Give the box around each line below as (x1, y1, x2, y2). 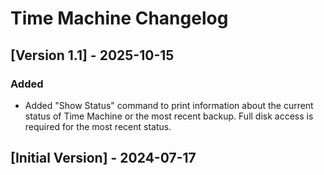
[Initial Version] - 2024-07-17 (10, 150, 197, 167)
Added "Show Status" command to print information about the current (24, 99, 314, 111)
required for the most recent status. (24, 120, 172, 132)
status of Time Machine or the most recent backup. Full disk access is (24, 110, 314, 122)
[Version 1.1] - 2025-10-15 (10, 47, 175, 64)
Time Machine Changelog (10, 7, 229, 30)
